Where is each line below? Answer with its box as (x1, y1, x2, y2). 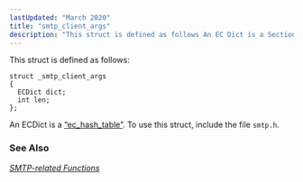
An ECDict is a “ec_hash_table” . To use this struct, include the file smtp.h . (9, 119, 280, 131)
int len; (17, 96, 50, 105)
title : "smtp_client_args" (9, 22, 111, 31)
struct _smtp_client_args (9, 72, 106, 81)
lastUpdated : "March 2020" (9, 13, 111, 23)
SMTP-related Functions (9, 162, 100, 173)
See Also (9, 141, 50, 154)
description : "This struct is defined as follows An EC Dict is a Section (9, 30, 297, 39)
